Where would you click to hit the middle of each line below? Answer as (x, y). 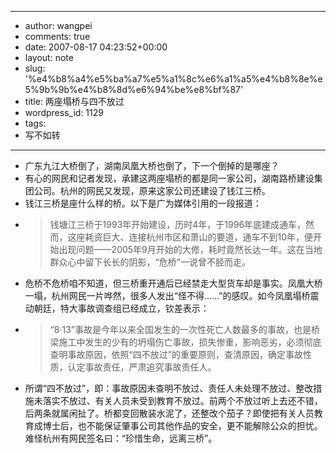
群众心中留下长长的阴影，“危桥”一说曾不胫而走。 (150, 262)
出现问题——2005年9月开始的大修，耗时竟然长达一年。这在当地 (190, 249)
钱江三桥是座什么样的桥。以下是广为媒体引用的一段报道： (143, 203)
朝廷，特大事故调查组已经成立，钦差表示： (121, 308)
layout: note (49, 57)
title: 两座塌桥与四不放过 (74, 101)
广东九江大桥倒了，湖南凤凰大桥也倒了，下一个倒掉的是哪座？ (152, 165)
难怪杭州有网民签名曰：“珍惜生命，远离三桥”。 (121, 438)
